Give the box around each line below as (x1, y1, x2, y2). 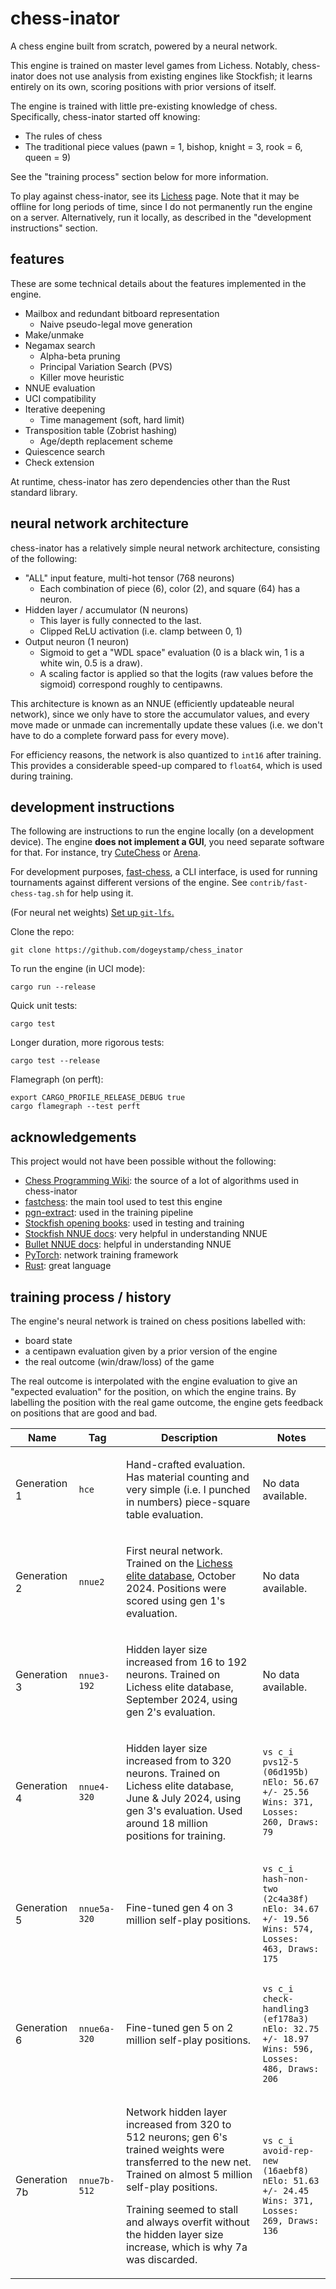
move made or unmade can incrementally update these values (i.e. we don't (10, 718, 323, 731)
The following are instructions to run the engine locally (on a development (10, 825, 315, 837)
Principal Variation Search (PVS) (39, 360, 173, 372)
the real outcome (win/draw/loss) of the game (24, 1356, 215, 1367)
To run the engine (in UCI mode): (10, 963, 146, 975)
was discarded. (126, 2253, 198, 2266)
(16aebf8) (262, 2165, 310, 2176)
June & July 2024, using (126, 1792, 242, 1805)
